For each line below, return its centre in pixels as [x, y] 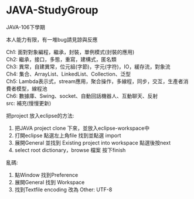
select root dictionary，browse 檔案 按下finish [70, 150]
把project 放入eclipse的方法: [40, 115]
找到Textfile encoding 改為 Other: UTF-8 [63, 189]
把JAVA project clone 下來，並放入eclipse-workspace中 [82, 128]
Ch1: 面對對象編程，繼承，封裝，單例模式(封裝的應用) [70, 52]
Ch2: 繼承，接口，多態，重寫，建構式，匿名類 [62, 59]
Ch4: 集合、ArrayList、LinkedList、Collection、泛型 [68, 74]
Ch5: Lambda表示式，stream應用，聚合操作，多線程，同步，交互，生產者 [95, 81]
